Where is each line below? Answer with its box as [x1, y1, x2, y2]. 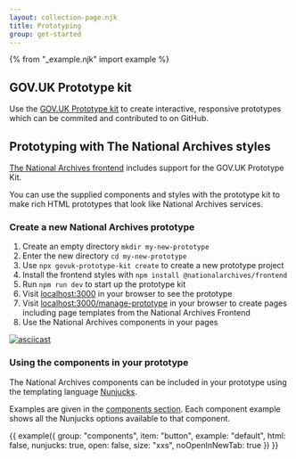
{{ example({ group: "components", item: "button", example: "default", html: [9, 430, 286, 441]
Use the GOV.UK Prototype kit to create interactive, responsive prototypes [9, 103, 282, 114]
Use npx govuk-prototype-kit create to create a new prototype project [21, 260, 284, 271]
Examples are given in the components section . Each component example [9, 403, 281, 414]
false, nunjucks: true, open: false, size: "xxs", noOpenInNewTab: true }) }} [9, 439, 279, 450]
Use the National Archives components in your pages [21, 317, 218, 328]
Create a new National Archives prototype [9, 220, 195, 233]
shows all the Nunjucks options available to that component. [9, 413, 230, 423]
